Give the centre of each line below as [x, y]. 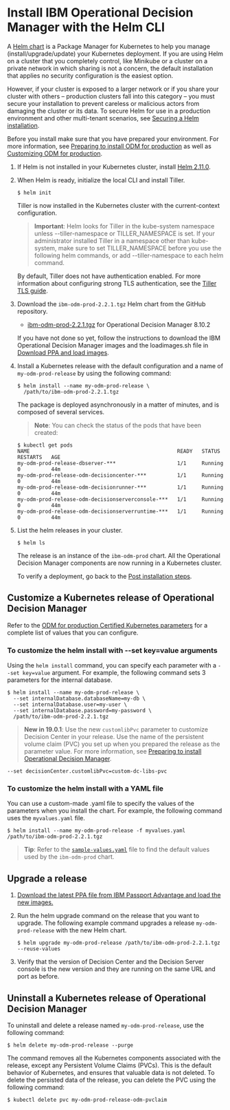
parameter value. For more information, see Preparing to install [113, 751]
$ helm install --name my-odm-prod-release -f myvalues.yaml [96, 831]
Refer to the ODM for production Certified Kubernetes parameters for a [107, 625]
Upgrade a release [47, 878]
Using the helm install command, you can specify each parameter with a [112, 665]
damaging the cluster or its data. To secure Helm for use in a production [109, 111]
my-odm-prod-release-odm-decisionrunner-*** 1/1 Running [120, 487]
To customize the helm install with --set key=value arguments [112, 650]
